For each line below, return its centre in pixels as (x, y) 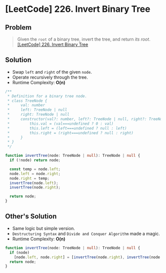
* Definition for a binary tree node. (47, 96)
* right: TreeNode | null (38, 115)
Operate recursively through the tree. (50, 77)
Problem (19, 27)
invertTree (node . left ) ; (34, 183)
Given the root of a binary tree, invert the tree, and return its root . (84, 39)
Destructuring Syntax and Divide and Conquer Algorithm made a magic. (86, 233)
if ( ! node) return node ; (35, 160)
